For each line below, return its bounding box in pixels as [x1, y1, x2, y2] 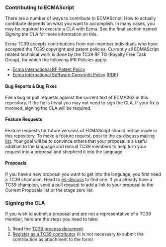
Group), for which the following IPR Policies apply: [5, 57, 108, 63]
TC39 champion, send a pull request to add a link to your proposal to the [5, 182, 154, 188]
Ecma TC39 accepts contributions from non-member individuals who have [5, 41, 158, 47]
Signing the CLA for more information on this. [5, 31, 98, 37]
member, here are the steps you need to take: [5, 216, 98, 222]
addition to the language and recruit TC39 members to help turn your [5, 143, 147, 149]
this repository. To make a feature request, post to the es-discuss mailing [5, 133, 155, 139]
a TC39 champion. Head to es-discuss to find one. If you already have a [5, 176, 153, 182]
